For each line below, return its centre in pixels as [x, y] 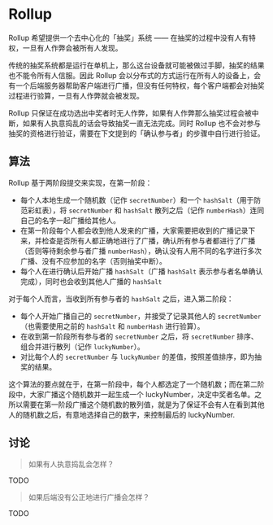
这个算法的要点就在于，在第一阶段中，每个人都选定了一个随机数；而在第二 [133, 384]
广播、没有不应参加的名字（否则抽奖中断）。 [93, 260]
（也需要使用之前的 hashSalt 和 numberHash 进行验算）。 [112, 326]
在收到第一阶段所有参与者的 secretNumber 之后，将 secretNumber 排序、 [139, 336]
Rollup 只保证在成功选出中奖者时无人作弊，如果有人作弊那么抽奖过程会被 [130, 113]
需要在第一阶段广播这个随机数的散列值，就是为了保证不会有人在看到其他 [143, 405]
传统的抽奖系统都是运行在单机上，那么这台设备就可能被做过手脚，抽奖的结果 [136, 65]
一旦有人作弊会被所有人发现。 [72, 48]
